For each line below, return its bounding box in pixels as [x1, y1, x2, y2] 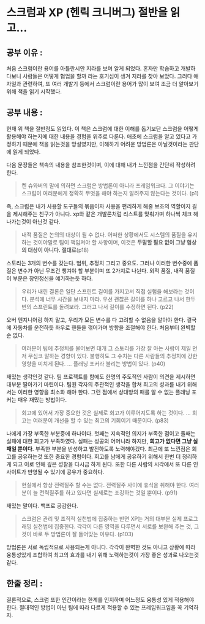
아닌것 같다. [32, 217, 61, 225]
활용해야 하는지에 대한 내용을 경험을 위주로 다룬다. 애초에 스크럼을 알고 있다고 [6, 133, 191, 140]
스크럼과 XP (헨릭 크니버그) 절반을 [6, 6, 168, 20]
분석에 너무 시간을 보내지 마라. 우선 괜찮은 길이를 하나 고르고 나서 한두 [29, 295, 196, 303]
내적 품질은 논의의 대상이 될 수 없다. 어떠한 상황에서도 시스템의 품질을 [21, 231, 187, 238]
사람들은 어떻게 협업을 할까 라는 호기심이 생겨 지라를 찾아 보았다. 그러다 [22, 72, 193, 80]
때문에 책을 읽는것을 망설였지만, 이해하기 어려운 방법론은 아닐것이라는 [22, 140, 188, 147]
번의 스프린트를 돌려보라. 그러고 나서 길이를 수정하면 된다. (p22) [21, 303, 174, 310]
